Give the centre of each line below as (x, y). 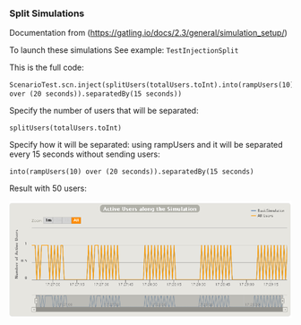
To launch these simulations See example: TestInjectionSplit (124, 50)
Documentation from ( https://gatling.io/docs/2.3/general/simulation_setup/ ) (149, 33)
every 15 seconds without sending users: (85, 154)
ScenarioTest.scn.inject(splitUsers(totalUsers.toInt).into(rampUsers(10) (152, 85)
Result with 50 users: (48, 188)
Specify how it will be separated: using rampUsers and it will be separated (146, 145)
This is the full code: (47, 68)
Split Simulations (47, 13)
